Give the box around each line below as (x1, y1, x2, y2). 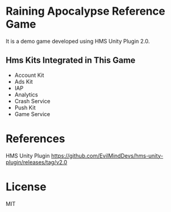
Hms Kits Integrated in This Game (5, 55, 136, 65)
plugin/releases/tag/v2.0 (5, 158, 68, 166)
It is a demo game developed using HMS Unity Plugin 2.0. (5, 37, 150, 45)
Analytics (14, 90, 38, 98)
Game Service (14, 110, 51, 117)
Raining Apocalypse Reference (5, 4, 166, 18)
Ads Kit (14, 78, 33, 85)
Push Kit (14, 104, 36, 111)
